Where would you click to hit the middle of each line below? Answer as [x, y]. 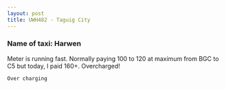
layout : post [26, 13]
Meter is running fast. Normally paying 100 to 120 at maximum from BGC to [113, 58]
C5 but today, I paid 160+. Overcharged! [64, 66]
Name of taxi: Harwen [44, 44]
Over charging [27, 78]
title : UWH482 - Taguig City [49, 20]
